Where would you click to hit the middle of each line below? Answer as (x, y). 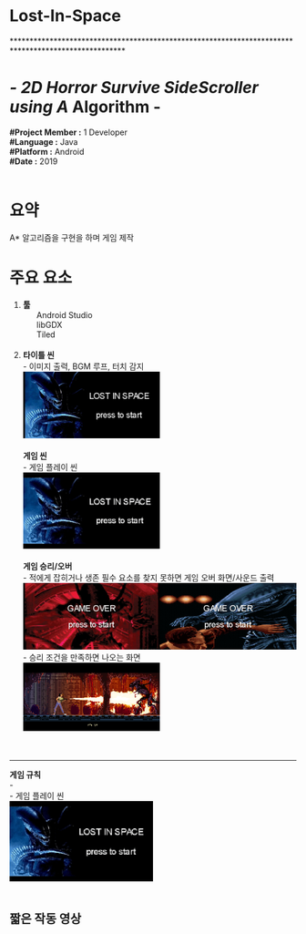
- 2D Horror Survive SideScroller (134, 88)
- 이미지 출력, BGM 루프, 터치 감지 (83, 366)
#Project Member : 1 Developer (69, 132)
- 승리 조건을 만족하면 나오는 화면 (82, 657)
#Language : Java (44, 141)
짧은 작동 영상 (46, 919)
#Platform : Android (47, 151)
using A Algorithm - (85, 107)
